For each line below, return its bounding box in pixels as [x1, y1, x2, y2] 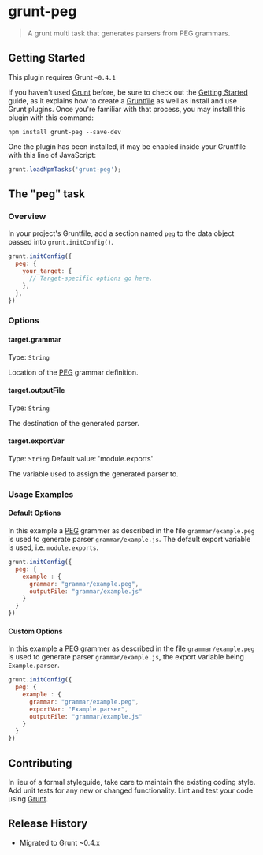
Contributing [8, 756, 72, 770]
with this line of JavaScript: [8, 150, 97, 159]
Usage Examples [8, 488, 74, 499]
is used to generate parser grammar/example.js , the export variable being [8, 652, 244, 662]
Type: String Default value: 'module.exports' [8, 454, 154, 463]
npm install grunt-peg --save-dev [8, 128, 122, 136]
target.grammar [8, 334, 61, 344]
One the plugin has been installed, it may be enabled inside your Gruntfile [8, 141, 246, 151]
